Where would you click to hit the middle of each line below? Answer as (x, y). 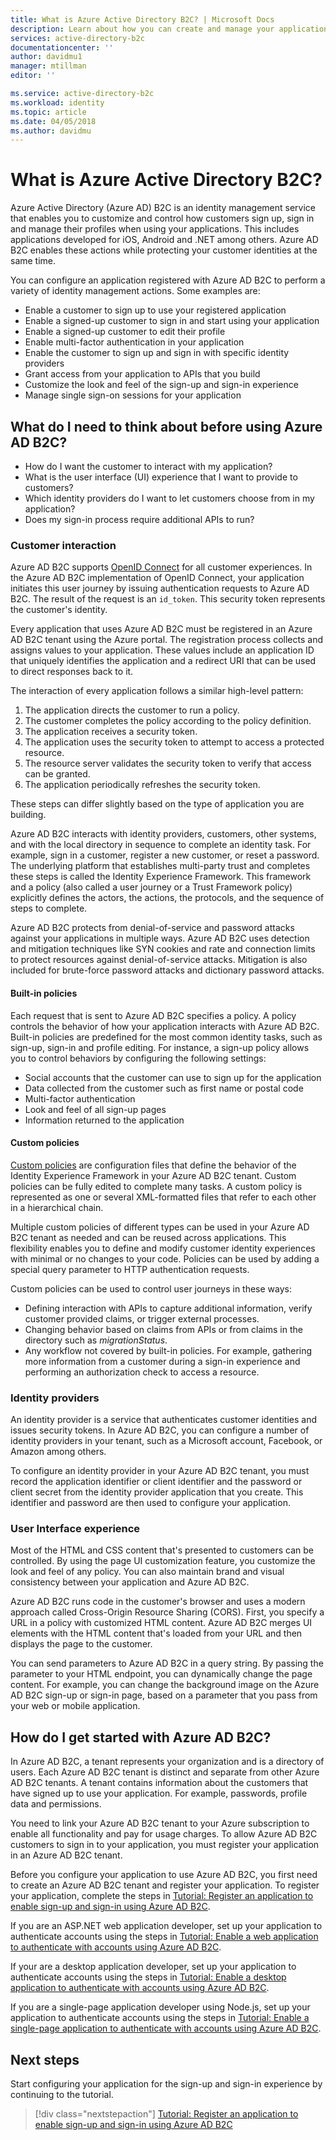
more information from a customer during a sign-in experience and (162, 1361)
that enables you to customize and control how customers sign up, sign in (162, 218)
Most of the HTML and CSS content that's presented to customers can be (162, 1550)
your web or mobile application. (75, 1706)
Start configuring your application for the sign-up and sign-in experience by (166, 2083)
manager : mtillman (48, 66)
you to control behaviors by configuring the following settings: (138, 1058)
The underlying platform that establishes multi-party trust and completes (160, 866)
